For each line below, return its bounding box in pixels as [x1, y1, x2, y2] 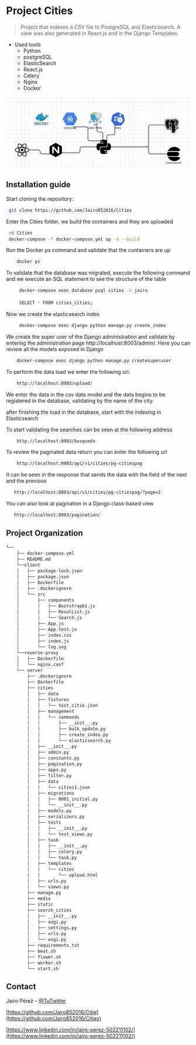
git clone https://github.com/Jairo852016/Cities [8, 207, 132, 213]
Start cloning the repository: [6, 195, 74, 202]
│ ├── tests [27, 819, 61, 826]
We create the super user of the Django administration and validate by [6, 333, 176, 340]
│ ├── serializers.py [27, 813, 85, 820]
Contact [6, 982, 36, 992]
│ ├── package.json [16, 573, 69, 580]
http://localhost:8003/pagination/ [13, 512, 101, 518]
